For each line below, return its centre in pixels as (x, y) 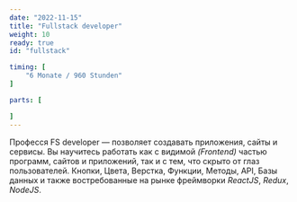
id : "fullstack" (40, 51)
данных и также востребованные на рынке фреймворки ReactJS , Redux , (149, 180)
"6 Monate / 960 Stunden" (74, 76)
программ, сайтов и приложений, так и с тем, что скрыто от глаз (135, 161)
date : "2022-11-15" (46, 18)
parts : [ (26, 100)
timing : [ (28, 67)
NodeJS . (26, 189)
